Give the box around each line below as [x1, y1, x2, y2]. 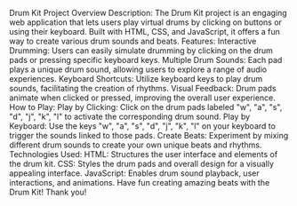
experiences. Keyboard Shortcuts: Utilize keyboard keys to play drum [9, 74, 263, 83]
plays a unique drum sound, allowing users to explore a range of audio [9, 64, 268, 75]
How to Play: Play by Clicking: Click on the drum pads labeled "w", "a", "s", [9, 102, 283, 112]
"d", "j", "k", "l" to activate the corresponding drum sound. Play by [9, 111, 251, 122]
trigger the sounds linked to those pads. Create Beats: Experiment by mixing [9, 131, 289, 140]
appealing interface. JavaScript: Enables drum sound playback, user [9, 168, 260, 178]
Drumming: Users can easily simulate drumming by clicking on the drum [9, 45, 274, 56]
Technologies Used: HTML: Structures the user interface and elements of [9, 149, 278, 159]
